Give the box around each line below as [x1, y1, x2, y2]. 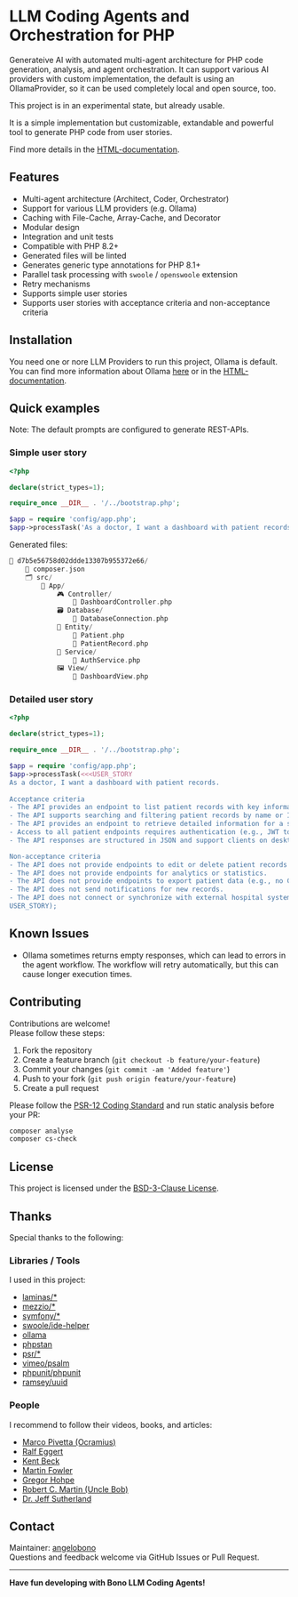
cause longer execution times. [21, 968, 133, 979]
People [9, 1399, 40, 1411]
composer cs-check [9, 1135, 77, 1144]
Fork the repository [21, 1045, 93, 1055]
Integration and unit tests [21, 231, 114, 242]
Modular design [21, 221, 80, 232]
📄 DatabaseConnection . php [72, 614, 169, 623]
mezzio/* [21, 1301, 56, 1312]
